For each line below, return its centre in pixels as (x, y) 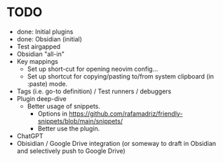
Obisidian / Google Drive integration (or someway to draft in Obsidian (116, 143)
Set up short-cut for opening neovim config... (93, 69)
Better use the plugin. (69, 128)
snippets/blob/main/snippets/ (80, 121)
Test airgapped (39, 46)
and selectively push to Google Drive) (71, 151)
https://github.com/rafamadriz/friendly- (126, 114)
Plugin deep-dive (42, 98)
